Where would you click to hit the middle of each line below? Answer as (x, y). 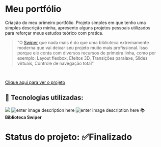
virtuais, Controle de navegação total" (55, 63)
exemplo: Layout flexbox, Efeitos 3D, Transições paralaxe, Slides (82, 58)
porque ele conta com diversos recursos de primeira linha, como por (86, 53)
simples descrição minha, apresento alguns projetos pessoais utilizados (78, 27)
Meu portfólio (33, 9)
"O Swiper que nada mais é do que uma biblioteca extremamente (83, 42)
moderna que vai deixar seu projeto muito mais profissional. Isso (82, 48)
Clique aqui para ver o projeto (35, 82)
